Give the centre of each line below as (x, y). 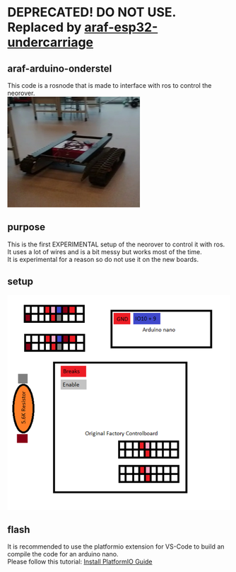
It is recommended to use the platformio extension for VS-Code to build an (116, 547)
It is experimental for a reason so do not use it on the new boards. (103, 259)
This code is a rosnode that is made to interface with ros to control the (110, 85)
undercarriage (51, 42)
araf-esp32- (121, 27)
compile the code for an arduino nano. (63, 554)
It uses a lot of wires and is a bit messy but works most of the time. (105, 251)
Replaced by (45, 27)
